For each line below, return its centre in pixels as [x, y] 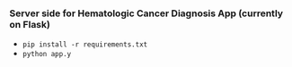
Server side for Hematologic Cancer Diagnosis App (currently [146, 13]
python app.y [47, 54]
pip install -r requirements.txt [85, 45]
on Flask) [30, 24]
